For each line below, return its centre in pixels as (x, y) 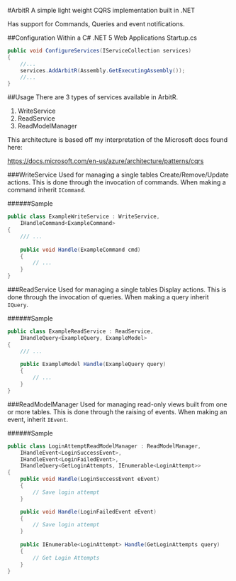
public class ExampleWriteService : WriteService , (84, 217)
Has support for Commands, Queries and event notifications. (96, 24)
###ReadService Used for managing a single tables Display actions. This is (117, 289)
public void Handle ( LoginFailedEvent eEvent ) (89, 511)
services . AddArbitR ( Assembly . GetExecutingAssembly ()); (103, 70)
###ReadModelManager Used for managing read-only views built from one (117, 404)
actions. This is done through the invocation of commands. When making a (117, 182)
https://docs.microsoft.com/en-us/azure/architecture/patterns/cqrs (106, 161)
